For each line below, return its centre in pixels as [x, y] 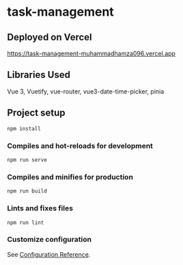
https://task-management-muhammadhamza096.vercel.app [91, 53]
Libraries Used [39, 75]
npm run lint [26, 223]
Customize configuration [50, 240]
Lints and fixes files [40, 208]
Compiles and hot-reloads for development [80, 145]
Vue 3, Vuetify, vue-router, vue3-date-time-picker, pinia [86, 91]
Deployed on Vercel [50, 37]
